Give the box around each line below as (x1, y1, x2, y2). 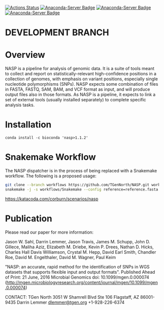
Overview (5, 49, 45, 61)
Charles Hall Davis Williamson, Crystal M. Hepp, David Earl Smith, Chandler (5, 249, 156, 255)
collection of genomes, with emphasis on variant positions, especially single (5, 76, 158, 82)
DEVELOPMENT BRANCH (5, 27, 109, 38)
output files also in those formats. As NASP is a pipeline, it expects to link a (5, 92, 156, 97)
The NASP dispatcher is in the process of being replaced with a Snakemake (5, 168, 157, 173)
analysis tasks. (5, 102, 35, 108)
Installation (5, 119, 52, 130)
